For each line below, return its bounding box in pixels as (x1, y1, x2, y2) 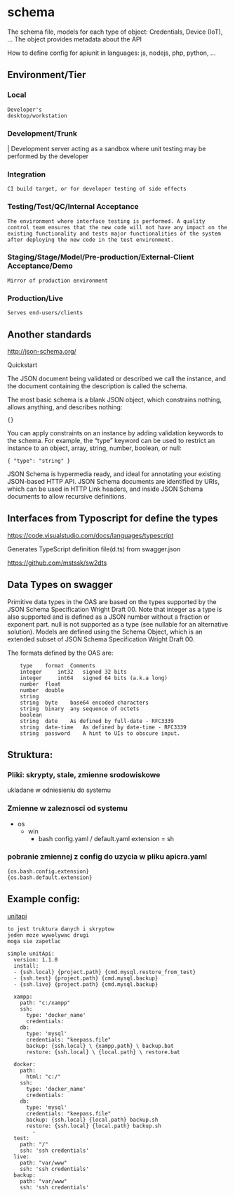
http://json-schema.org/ (7, 347, 77, 355)
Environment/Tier (7, 69, 86, 81)
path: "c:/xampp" (20, 999, 71, 1006)
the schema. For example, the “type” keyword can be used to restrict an (7, 436, 215, 444)
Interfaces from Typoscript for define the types (7, 513, 219, 525)
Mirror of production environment (7, 277, 109, 284)
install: (13, 962, 39, 969)
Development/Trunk (7, 128, 78, 138)
